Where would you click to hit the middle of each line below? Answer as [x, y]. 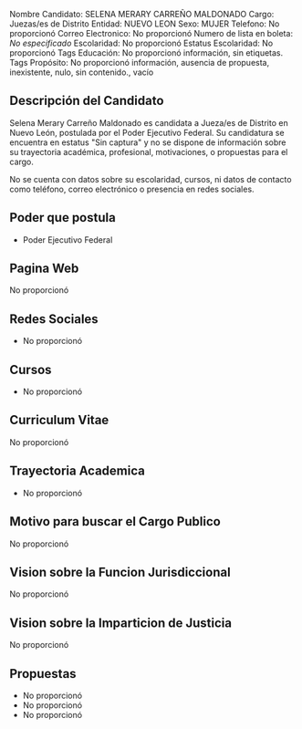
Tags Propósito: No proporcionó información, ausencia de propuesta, [140, 62]
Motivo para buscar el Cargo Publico [115, 521]
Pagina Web [44, 269]
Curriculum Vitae [59, 420]
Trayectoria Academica [78, 471]
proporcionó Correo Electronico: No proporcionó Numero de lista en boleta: [151, 33]
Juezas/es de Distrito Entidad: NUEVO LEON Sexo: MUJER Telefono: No [145, 24]
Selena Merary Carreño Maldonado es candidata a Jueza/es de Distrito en [149, 122]
